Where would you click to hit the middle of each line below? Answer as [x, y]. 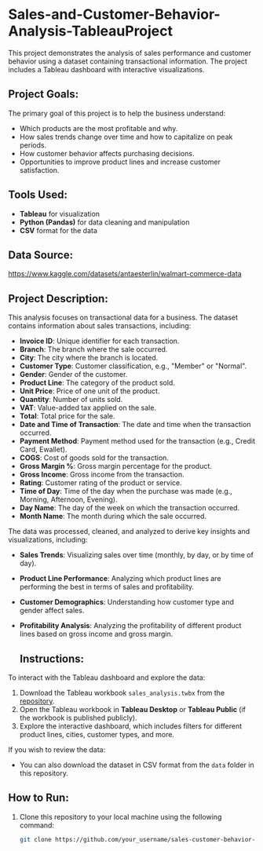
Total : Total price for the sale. [67, 416]
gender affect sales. [52, 611]
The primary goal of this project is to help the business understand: [117, 113]
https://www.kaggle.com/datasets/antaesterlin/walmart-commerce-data [125, 274]
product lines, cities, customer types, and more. [97, 734]
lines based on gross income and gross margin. [96, 634]
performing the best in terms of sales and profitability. [107, 587]
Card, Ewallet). [43, 450]
